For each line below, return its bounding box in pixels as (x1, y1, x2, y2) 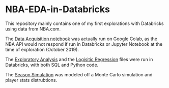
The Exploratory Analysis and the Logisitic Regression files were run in (5, 56, 153, 62)
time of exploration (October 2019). (5, 46, 79, 52)
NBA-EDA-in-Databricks (5, 4, 110, 15)
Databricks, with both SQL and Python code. (5, 62, 99, 68)
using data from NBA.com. (5, 25, 61, 32)
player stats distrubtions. (5, 77, 58, 83)
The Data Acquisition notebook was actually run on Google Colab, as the (5, 36, 158, 42)
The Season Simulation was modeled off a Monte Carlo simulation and (5, 71, 153, 77)
